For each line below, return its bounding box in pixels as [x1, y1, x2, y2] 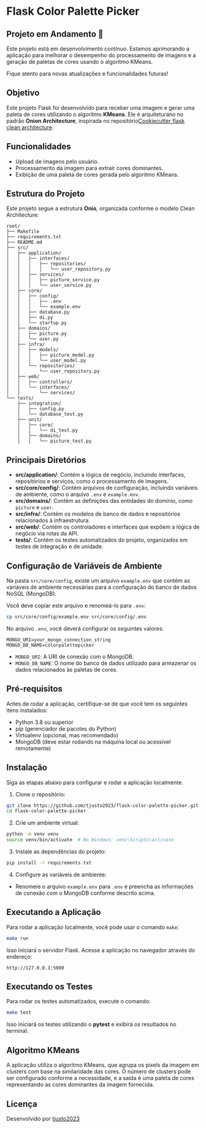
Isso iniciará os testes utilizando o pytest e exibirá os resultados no [6, 1021, 177, 1028]
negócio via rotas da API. [15, 530, 79, 537]
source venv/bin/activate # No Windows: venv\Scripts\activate [6, 837, 174, 843]
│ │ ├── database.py [6, 309, 70, 316]
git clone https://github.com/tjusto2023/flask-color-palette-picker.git [6, 803, 199, 809]
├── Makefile [6, 228, 40, 235]
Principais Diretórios [6, 454, 86, 465]
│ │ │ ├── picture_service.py [6, 277, 100, 283]
